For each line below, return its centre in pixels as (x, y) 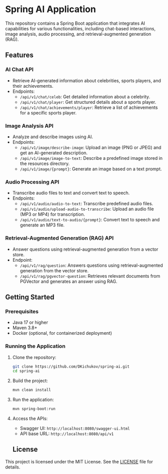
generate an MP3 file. (42, 225)
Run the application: (33, 400)
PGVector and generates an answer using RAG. (69, 281)
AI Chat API (19, 70)
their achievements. (33, 86)
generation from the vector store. (54, 270)
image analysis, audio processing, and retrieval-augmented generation (78, 34)
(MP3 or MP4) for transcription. (52, 214)
